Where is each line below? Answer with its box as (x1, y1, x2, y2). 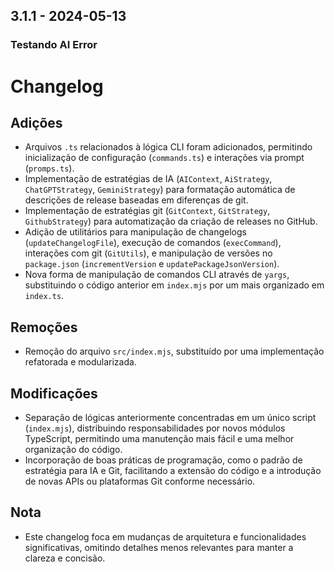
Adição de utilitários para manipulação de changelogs (24, 226, 247, 238)
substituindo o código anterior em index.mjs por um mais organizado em (24, 279, 325, 291)
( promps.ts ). (24, 162, 75, 174)
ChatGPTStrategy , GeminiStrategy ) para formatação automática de (24, 184, 296, 196)
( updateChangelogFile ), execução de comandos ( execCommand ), (24, 237, 282, 249)
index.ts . (24, 290, 65, 302)
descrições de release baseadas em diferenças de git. (24, 194, 249, 206)
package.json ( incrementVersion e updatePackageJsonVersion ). (24, 258, 280, 270)
